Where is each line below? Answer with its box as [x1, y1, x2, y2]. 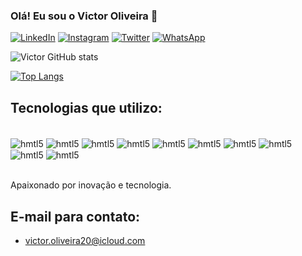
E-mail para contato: [10, 208, 141, 225]
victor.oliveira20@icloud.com [24, 235, 146, 247]
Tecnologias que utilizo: [10, 99, 163, 116]
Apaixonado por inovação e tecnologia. [10, 179, 172, 191]
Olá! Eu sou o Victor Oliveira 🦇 [10, 9, 158, 23]
